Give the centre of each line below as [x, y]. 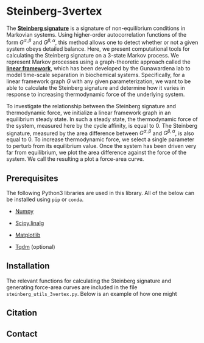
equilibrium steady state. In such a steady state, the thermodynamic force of [102, 119]
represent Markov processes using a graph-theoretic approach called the [98, 62]
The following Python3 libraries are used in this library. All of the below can [100, 193]
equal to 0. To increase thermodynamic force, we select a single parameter [100, 139]
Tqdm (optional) [35, 247]
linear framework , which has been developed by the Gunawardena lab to [98, 68]
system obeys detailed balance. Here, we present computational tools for [98, 49]
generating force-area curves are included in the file [72, 287]
